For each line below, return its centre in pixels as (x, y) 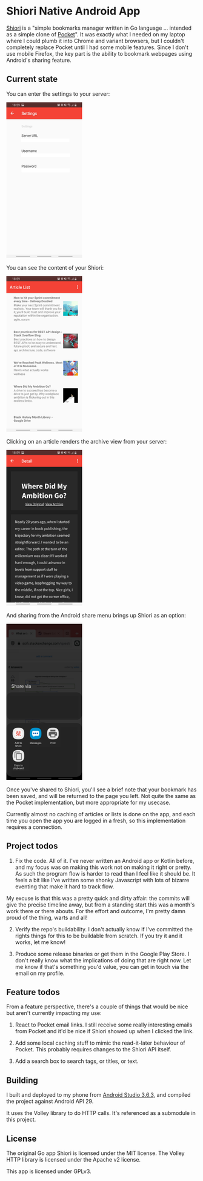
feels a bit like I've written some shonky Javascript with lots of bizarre (102, 880)
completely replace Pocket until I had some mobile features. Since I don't (98, 47)
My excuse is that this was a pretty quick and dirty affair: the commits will (98, 898)
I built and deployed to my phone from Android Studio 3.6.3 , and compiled (98, 1095)
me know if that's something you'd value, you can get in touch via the (102, 966)
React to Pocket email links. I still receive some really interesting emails (104, 1025)
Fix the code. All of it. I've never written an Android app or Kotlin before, (105, 860)
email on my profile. (40, 973)
